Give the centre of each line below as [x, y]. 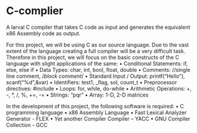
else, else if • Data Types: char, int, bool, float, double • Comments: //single [98, 69]
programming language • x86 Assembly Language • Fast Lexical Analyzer [96, 112]
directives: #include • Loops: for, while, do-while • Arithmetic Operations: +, [99, 88]
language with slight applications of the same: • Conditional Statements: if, [97, 64]
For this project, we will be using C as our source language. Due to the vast [98, 45]
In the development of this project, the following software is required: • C [95, 106]
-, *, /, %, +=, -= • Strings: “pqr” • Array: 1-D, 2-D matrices [77, 95]
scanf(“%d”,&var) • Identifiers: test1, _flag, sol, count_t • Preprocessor [92, 82]
